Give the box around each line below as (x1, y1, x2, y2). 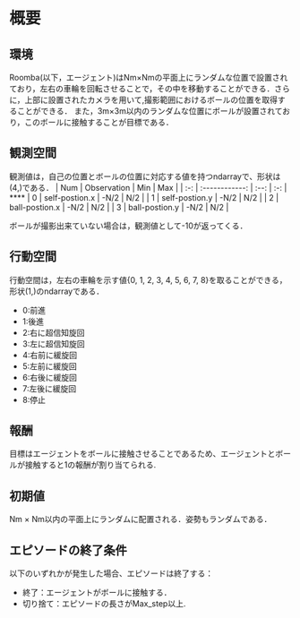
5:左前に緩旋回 (21, 360, 78, 372)
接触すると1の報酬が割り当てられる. (24, 459, 157, 470)
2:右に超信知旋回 (21, 327, 85, 338)
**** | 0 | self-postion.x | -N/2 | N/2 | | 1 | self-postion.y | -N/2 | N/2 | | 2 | (9, 192, 279, 202)
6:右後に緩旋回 (21, 372, 78, 382)
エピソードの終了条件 (9, 543, 127, 558)
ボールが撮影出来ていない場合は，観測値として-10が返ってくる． (9, 220, 248, 231)
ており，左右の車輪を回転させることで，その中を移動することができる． (9, 83, 275, 94)
